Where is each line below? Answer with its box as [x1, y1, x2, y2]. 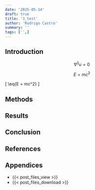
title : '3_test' [5, 16, 38, 21]
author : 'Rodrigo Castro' [5, 20, 57, 26]
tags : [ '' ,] [5, 30, 29, 35]
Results [5, 111, 29, 120]
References [5, 144, 41, 153]
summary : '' [5, 25, 29, 30]
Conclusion [5, 128, 41, 137]
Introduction [5, 48, 44, 56]
